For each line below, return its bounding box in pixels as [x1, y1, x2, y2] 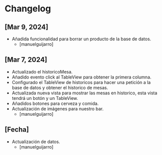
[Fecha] [4, 125, 29, 134]
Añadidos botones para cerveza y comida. [11, 100, 99, 106]
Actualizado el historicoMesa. [11, 69, 73, 75]
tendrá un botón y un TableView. [11, 95, 78, 101]
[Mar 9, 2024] [4, 23, 48, 31]
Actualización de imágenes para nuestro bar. [11, 105, 104, 112]
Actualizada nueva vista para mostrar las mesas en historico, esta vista [11, 90, 158, 96]
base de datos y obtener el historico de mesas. [11, 84, 108, 90]
